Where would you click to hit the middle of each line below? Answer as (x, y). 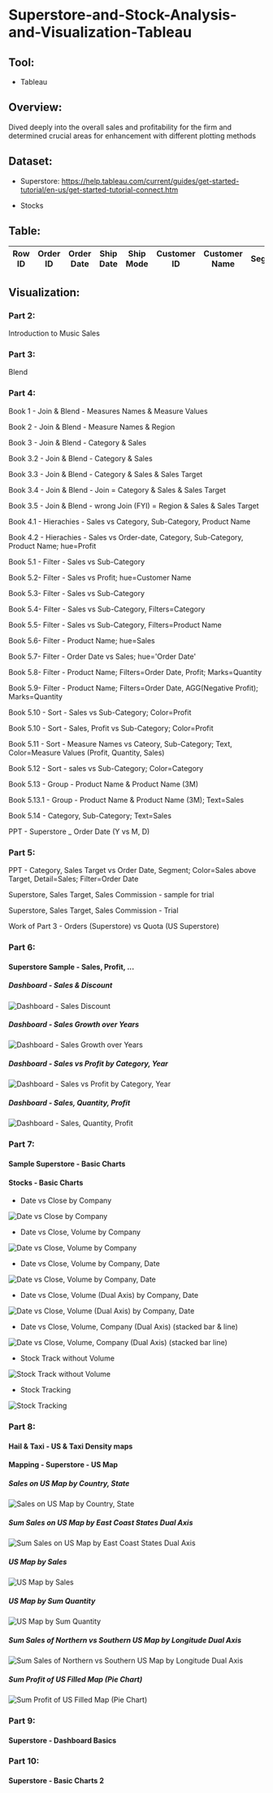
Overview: (35, 107)
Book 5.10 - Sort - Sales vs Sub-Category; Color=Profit (100, 712)
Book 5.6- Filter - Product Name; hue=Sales (82, 640)
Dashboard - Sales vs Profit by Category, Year (89, 1063)
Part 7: (22, 1144)
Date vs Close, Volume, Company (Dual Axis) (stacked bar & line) (129, 1327)
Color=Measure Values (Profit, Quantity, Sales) (87, 752)
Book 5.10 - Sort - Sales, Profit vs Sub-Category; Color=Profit (111, 728)
